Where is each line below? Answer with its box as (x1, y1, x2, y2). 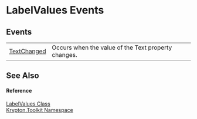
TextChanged (9, 47, 46, 55)
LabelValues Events (6, 4, 104, 17)
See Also (6, 71, 39, 81)
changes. (52, 51, 77, 59)
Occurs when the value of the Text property (52, 43, 172, 52)
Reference (6, 87, 32, 94)
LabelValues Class (6, 100, 51, 107)
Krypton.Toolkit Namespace (6, 106, 73, 113)
